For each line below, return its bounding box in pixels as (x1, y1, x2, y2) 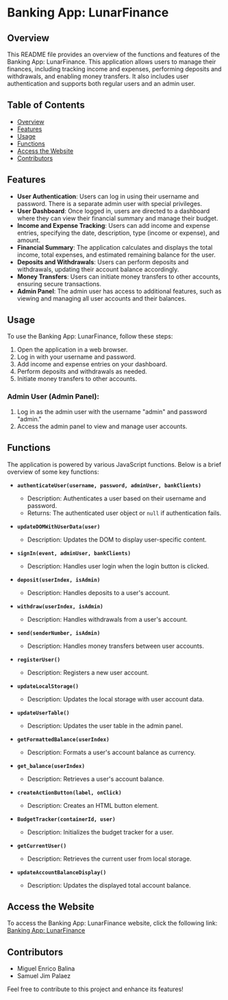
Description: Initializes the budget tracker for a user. (27, 828, 174, 836)
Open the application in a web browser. (16, 345, 128, 354)
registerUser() (16, 656, 61, 663)
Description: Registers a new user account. (27, 668, 149, 677)
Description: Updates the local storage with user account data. (27, 695, 204, 703)
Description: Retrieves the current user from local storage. (27, 854, 192, 863)
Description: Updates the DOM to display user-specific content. (27, 535, 207, 544)
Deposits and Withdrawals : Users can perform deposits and (16, 257, 189, 266)
